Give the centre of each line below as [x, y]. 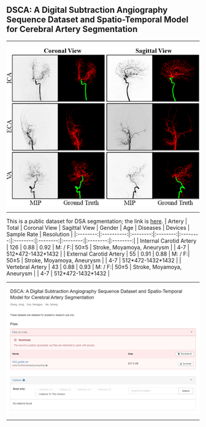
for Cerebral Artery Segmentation [72, 29]
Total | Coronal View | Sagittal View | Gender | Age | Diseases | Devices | [98, 227]
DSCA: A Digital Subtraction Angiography [87, 10]
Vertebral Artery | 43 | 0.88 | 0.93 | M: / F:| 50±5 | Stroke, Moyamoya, [94, 267]
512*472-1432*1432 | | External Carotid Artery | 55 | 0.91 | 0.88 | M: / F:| [98, 254]
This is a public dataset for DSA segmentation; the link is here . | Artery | [97, 221]
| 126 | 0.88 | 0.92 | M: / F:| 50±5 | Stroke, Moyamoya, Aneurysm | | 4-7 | [98, 247]
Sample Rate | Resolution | [40, 234]
